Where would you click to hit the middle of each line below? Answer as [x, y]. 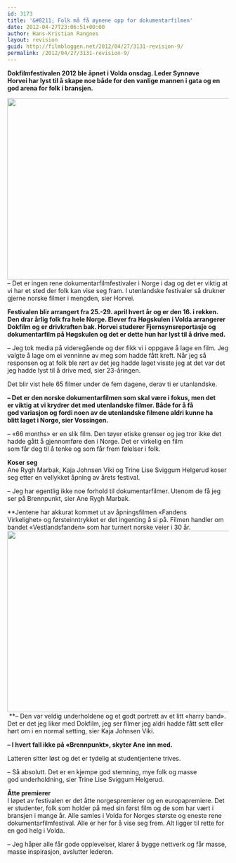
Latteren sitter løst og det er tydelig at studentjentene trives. [94, 758]
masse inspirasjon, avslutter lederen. [60, 851]
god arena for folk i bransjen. [50, 88]
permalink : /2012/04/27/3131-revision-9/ [69, 54]
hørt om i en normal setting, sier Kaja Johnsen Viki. [81, 731]
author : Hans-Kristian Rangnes [53, 33]
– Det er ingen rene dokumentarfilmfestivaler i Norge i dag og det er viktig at [118, 283]
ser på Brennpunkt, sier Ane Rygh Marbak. [69, 498]
